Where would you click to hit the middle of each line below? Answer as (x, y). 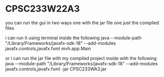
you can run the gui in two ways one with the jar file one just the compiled (82, 23)
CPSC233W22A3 (43, 9)
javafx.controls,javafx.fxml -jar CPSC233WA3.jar (56, 69)
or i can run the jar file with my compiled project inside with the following (81, 58)
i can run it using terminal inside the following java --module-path (73, 38)
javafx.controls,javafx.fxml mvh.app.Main (48, 48)
